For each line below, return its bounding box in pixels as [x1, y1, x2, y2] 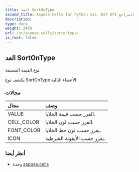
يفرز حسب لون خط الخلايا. [45, 126, 101, 133]
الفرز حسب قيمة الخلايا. [45, 110, 96, 117]
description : [5, 16, 32, 21]
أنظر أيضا [5, 149, 25, 156]
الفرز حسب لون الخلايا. [45, 118, 94, 125]
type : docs [5, 21, 28, 26]
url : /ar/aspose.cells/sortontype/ [5, 30, 79, 35]
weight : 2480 [5, 26, 32, 31]
